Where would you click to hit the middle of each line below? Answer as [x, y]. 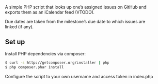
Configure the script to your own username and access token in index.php [79, 76]
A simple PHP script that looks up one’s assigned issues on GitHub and [76, 7]
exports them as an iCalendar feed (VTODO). [50, 12]
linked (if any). [19, 27]
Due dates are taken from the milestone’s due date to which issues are [75, 22]
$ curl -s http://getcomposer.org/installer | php [57, 63]
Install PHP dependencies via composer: [46, 53]
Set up [15, 42]
